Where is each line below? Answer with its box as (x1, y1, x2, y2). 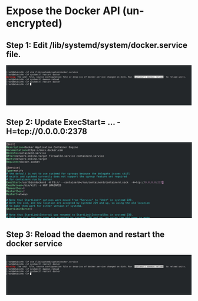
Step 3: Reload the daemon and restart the (6, 230, 165, 240)
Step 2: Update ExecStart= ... (6, 117, 115, 127)
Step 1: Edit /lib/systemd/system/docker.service (6, 40, 187, 50)
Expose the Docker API (6, 4, 121, 18)
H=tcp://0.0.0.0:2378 (6, 126, 87, 136)
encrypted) (6, 16, 63, 30)
